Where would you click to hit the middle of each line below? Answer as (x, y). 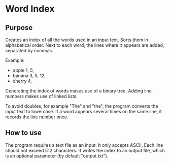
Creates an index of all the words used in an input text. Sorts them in (77, 40)
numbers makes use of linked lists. (41, 96)
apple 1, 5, (23, 70)
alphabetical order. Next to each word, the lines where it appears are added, (85, 45)
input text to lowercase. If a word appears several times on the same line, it (84, 111)
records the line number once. (37, 117)
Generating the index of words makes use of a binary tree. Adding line (79, 91)
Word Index (30, 9)
